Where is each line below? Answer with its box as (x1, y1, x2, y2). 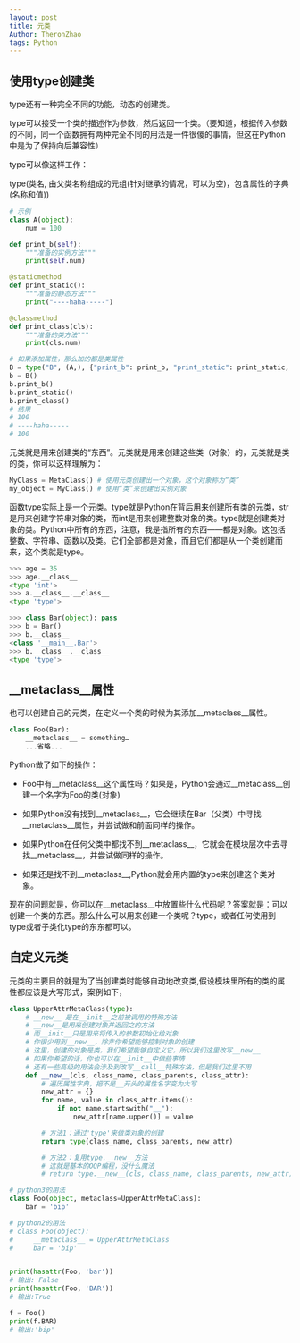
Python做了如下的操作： (9, 759, 98, 770)
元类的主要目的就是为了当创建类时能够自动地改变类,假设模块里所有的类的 (9, 976, 279, 986)
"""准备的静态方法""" (25, 290, 96, 299)
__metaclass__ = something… (25, 734, 129, 743)
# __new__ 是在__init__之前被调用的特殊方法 (25, 1012, 178, 1022)
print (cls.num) (25, 339, 82, 348)
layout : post (9, 13, 58, 22)
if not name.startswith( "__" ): (56, 1104, 174, 1113)
